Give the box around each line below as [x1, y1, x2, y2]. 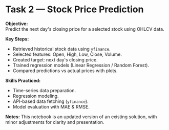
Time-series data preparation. [12, 87, 76, 93]
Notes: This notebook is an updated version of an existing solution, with [5, 114, 157, 120]
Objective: [5, 20, 28, 27]
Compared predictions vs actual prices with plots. [12, 68, 118, 74]
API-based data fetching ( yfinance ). [12, 98, 89, 104]
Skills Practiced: [5, 77, 41, 83]
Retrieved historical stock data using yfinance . [12, 46, 111, 52]
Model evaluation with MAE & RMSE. [12, 103, 90, 110]
